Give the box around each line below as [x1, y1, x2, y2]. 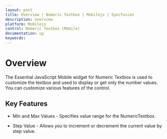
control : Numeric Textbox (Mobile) [5, 26, 80, 31]
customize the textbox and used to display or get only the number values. [5, 79, 158, 85]
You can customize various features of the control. [5, 84, 110, 91]
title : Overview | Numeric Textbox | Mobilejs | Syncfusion [5, 12, 135, 17]
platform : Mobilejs [5, 21, 46, 27]
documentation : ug [5, 31, 44, 36]
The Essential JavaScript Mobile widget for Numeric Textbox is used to [5, 74, 153, 80]
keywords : [5, 36, 26, 41]
